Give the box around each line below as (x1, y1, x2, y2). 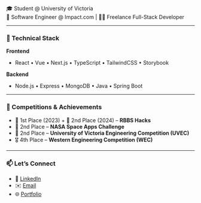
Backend (6, 71, 29, 78)
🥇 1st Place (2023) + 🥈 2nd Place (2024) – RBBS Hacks (14, 116, 151, 124)
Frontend (6, 47, 30, 55)
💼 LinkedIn (14, 175, 41, 182)
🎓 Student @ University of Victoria (6, 5, 94, 12)
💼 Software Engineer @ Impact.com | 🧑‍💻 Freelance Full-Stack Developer (6, 14, 184, 20)
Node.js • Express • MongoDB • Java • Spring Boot (14, 83, 143, 90)
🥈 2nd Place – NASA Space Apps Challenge (14, 123, 124, 130)
